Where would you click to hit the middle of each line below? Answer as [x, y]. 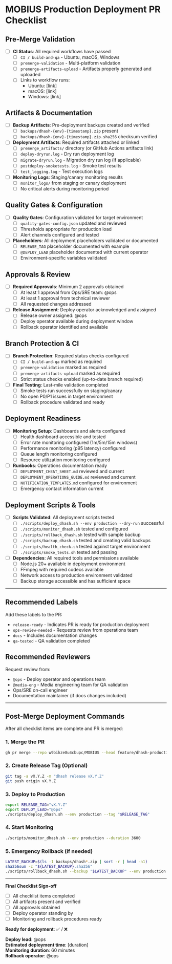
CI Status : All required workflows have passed [62, 51]
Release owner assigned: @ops [53, 315]
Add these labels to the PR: [34, 614]
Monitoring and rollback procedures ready [57, 919]
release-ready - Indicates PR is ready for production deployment [81, 624]
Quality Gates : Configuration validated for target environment [78, 217]
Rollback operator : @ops [32, 955]
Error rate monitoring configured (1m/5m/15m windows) [79, 442]
